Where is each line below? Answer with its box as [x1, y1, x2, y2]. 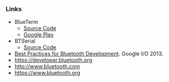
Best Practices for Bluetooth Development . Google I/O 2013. [14, 50, 164, 57]
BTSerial [14, 38, 36, 45]
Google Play [23, 31, 54, 38]
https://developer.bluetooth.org [14, 56, 93, 64]
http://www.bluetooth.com [14, 63, 80, 70]
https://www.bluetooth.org [14, 69, 81, 77]
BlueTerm [14, 19, 39, 26]
